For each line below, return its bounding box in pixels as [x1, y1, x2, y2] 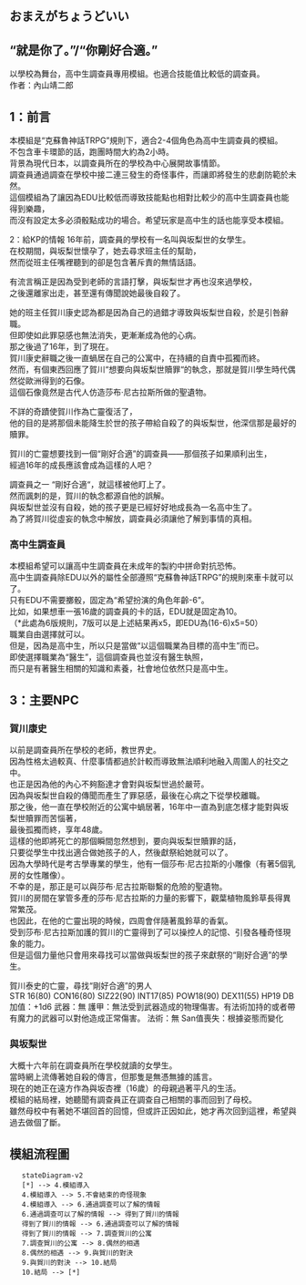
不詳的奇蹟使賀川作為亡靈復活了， [9, 406, 138, 417]
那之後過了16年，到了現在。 [9, 341, 114, 353]
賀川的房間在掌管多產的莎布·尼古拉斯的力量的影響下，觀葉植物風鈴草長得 [9, 892, 284, 903]
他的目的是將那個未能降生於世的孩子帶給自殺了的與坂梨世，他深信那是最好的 [9, 417, 297, 428]
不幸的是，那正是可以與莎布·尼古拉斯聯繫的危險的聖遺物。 [9, 881, 228, 891]
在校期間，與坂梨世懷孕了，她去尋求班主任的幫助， [9, 245, 201, 257]
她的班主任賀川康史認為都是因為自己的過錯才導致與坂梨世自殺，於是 [9, 307, 265, 318]
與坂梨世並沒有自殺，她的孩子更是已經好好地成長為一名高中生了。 [9, 502, 257, 513]
